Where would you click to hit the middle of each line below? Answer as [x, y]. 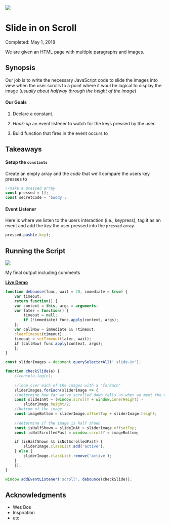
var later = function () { [42, 310]
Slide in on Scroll [41, 28]
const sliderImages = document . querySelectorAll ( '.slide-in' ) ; [73, 362]
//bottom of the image [38, 409]
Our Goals [16, 102]
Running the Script [35, 251]
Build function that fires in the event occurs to [60, 133]
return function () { [36, 301]
